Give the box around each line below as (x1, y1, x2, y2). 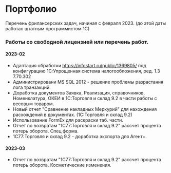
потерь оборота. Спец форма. (12, 128, 79, 134)
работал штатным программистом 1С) (5, 25, 90, 31)
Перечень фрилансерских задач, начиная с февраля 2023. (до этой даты (5, 20, 166, 26)
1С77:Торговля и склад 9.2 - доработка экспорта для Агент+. (12, 133, 147, 140)
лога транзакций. (12, 84, 51, 90)
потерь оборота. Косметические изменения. (12, 162, 111, 168)
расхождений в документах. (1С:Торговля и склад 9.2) (12, 111, 132, 118)
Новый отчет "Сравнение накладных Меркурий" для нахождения (12, 106, 157, 112)
